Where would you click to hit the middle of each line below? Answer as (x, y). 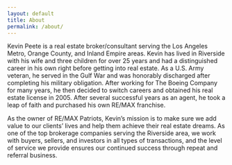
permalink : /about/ (35, 26)
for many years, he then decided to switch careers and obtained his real (110, 90)
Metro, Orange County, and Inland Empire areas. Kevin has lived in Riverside (116, 53)
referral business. (32, 155)
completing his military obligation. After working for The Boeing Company (112, 83)
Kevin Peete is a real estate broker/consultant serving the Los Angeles (108, 46)
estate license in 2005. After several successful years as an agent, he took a (116, 98)
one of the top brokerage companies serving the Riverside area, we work (112, 133)
